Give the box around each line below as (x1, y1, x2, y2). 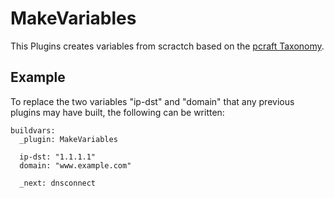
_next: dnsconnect (19, 178, 97, 188)
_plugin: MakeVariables (19, 134, 118, 144)
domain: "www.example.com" (19, 160, 132, 171)
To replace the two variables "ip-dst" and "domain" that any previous (10, 95, 295, 107)
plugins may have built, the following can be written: (10, 106, 225, 118)
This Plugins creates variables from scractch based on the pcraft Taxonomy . (10, 40, 325, 52)
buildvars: (10, 125, 56, 136)
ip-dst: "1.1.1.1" (19, 152, 97, 162)
